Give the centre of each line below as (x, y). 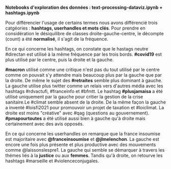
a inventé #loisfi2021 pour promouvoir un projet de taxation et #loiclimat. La (85, 107)
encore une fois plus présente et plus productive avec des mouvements (81, 144)
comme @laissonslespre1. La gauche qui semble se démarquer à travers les (85, 150)
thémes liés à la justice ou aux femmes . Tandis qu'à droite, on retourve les (84, 155)
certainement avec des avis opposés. (45, 124)
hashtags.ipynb (22, 13)
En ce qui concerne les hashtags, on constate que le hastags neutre (77, 49)
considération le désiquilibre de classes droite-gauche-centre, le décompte (85, 33)
